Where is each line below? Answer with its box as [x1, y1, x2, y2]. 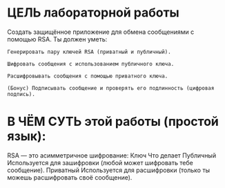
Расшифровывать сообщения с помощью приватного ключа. [7, 73, 168, 79]
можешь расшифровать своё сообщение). [7, 173, 133, 181]
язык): [7, 129, 46, 144]
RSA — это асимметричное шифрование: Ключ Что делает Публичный [7, 151, 216, 160]
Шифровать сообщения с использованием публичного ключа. [7, 60, 175, 67]
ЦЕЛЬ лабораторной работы [7, 5, 179, 21]
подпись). [7, 91, 36, 97]
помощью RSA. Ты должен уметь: [7, 35, 108, 43]
